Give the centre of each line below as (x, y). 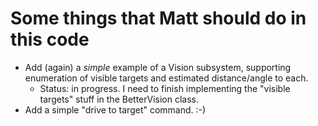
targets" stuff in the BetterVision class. (119, 99)
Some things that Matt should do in (158, 18)
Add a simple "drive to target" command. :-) (115, 109)
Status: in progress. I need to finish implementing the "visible (165, 88)
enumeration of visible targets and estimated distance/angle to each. (166, 78)
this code (50, 39)
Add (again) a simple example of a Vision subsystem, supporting (158, 67)
